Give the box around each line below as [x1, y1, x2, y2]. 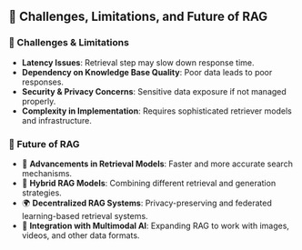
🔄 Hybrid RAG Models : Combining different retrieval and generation [21, 177, 277, 188]
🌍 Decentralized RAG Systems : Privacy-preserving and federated [21, 197, 272, 208]
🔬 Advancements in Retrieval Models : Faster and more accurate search [21, 158, 293, 169]
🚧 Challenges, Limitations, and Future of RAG [8, 9, 268, 25]
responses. [21, 76, 65, 87]
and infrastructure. [21, 115, 93, 125]
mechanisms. [21, 167, 73, 178]
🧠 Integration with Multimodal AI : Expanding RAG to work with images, [21, 220, 290, 231]
